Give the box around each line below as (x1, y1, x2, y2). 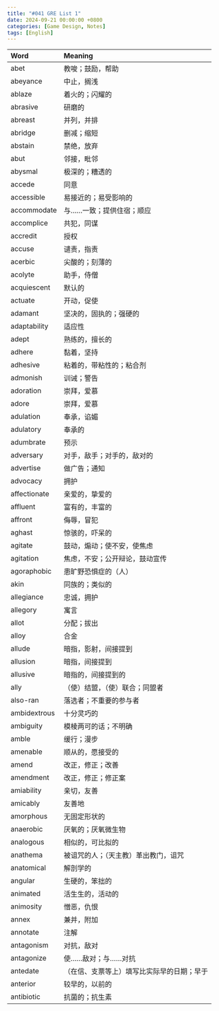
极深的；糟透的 (63, 167, 112, 177)
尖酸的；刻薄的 (63, 257, 112, 267)
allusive (10, 670, 36, 680)
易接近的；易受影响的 (63, 193, 132, 203)
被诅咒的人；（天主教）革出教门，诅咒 (63, 851, 184, 860)
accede (10, 180, 35, 189)
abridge (10, 128, 36, 138)
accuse (10, 244, 34, 254)
